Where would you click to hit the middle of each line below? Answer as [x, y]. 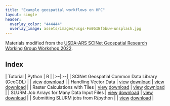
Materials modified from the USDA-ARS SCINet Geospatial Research [76, 43]
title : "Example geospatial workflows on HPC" [55, 10]
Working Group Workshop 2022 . [39, 48]
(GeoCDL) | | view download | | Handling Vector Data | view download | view [85, 82]
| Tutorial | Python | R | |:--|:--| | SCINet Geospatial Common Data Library [81, 76]
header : [13, 19]
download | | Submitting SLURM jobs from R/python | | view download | [80, 98]
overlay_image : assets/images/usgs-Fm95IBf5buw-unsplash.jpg [76, 29]
